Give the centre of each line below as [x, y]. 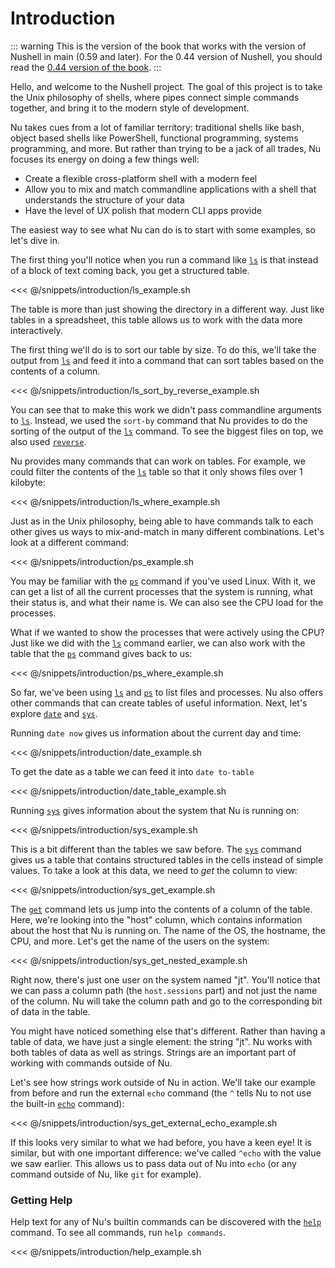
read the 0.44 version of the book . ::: [86, 67]
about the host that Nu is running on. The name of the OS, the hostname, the [168, 930]
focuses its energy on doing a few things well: [105, 159]
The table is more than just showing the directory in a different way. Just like [167, 309]
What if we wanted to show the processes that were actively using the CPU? [167, 632]
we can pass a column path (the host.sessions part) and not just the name [164, 990]
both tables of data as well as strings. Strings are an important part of [153, 1052]
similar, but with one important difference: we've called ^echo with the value [166, 1153]
